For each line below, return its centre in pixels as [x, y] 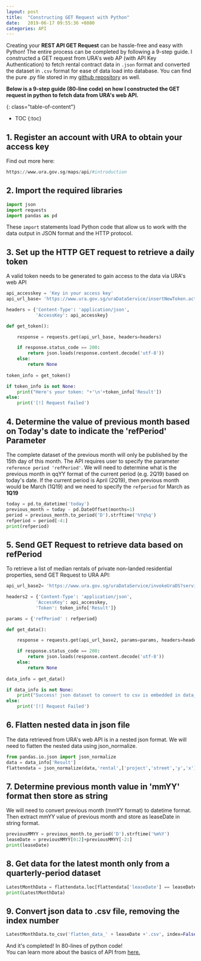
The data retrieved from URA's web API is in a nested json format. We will [97, 739]
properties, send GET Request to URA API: [58, 575]
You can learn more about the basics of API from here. [73, 952]
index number [33, 921]
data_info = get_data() [36, 679]
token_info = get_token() [38, 375]
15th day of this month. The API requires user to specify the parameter [93, 461]
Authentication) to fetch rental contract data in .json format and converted [98, 65]
